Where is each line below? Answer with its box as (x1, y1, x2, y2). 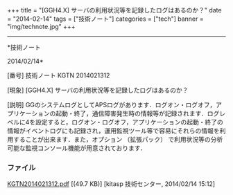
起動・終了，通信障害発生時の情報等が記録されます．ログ (55, 109, 220, 118)
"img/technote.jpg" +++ (7, 23, 76, 30)
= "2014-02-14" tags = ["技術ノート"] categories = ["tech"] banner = (7, 15, 204, 23)
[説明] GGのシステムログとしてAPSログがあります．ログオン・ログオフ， (7, 101, 216, 109)
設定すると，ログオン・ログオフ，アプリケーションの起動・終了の (35, 118, 223, 126)
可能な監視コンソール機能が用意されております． (7, 144, 147, 152)
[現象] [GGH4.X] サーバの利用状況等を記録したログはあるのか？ (7, 86, 189, 94)
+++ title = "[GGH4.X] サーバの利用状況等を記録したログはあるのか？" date (7, 6, 222, 14)
